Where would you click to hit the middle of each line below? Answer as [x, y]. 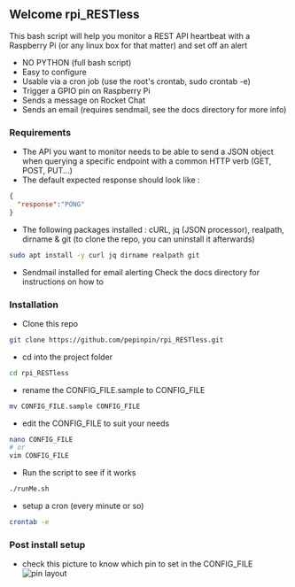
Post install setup [47, 545]
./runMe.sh [29, 489]
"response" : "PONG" [51, 204]
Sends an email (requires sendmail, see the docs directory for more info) [154, 109]
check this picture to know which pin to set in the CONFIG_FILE [137, 564]
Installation [34, 305]
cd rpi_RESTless [39, 373]
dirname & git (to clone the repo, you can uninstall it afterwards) [138, 239]
